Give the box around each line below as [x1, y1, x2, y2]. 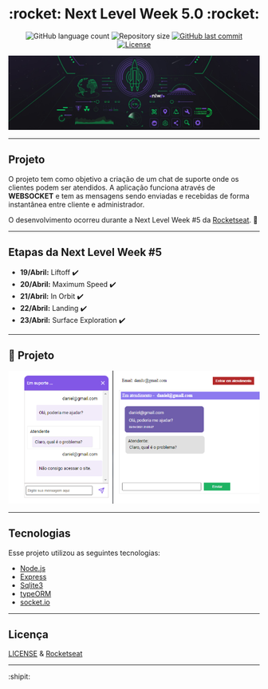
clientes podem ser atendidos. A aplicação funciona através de [8, 183, 215, 192]
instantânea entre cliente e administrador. [8, 199, 145, 209]
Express [19, 572, 47, 581]
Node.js [19, 563, 46, 573]
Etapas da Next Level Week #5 [8, 246, 162, 259]
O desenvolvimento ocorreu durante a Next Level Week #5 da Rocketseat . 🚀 [8, 215, 258, 224]
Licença [8, 628, 49, 641]
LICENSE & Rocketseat [8, 649, 83, 659]
